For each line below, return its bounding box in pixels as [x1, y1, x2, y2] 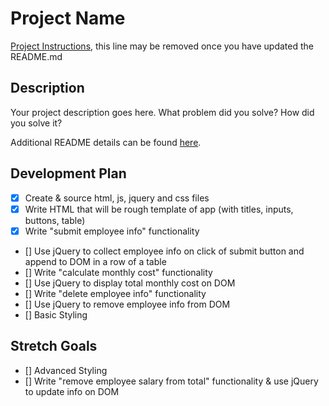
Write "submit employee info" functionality [24, 225, 200, 237]
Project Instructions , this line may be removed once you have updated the [10, 40, 314, 52]
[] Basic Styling [24, 308, 88, 321]
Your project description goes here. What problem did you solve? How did [10, 106, 315, 118]
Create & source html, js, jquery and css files [24, 192, 210, 204]
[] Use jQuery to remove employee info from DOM [24, 298, 231, 310]
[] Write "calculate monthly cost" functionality [24, 266, 213, 278]
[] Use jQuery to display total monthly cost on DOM [24, 277, 236, 289]
